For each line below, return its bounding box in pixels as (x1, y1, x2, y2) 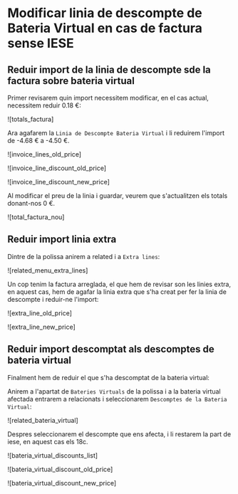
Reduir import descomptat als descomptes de (7, 343, 215, 355)
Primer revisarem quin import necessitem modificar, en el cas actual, (7, 94, 209, 102)
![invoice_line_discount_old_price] (7, 164, 107, 172)
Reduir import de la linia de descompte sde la (7, 63, 212, 75)
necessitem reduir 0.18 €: (7, 101, 82, 110)
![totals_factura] (7, 115, 54, 123)
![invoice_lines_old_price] (7, 150, 82, 158)
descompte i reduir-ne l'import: (7, 295, 99, 303)
